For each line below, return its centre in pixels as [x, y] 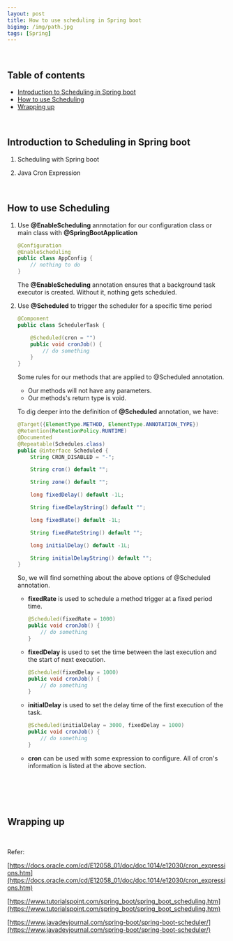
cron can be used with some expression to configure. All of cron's [123, 758]
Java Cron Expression [49, 173]
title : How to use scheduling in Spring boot [74, 20]
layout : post [26, 14]
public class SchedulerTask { [61, 325]
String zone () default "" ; [69, 482]
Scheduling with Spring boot [58, 159]
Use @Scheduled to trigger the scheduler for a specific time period [114, 306]
